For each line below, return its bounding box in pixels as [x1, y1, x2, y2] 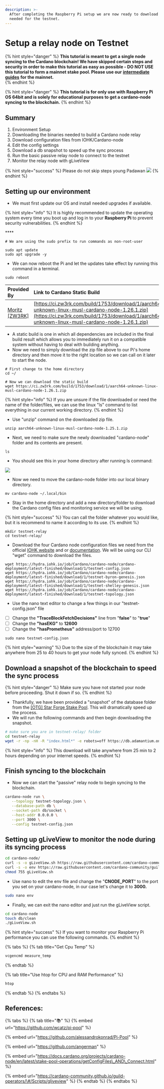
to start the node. [12, 357, 47, 363]
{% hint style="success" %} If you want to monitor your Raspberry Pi [5, 929, 144, 935]
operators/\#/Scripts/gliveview [5, 1078, 67, 1084]
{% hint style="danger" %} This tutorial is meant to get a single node [5, 53, 146, 59]
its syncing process [5, 843, 66, 851]
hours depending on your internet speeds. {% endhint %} [5, 752, 121, 759]
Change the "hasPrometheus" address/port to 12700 [12, 626, 121, 632]
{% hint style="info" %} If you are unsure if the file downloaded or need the [5, 396, 157, 402]
